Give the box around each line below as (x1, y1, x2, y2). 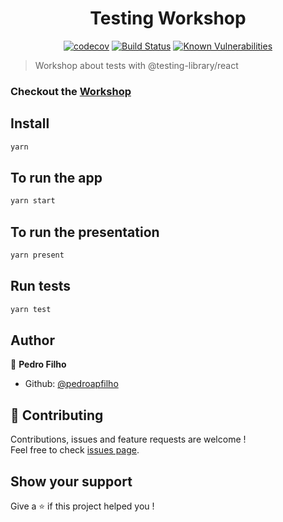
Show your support (10, 473, 133, 490)
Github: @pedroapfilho (24, 378, 119, 390)
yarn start (10, 196, 56, 206)
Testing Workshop (89, 7, 247, 30)
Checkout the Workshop (10, 84, 132, 98)
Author (10, 332, 55, 349)
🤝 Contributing (10, 407, 104, 424)
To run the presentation (10, 223, 160, 241)
